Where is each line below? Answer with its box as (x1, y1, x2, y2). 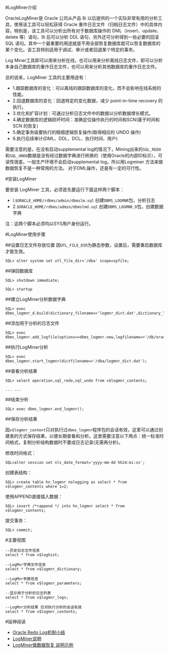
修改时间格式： (5, 450, 36, 456)
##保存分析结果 (5, 416, 38, 422)
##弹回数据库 (5, 268, 33, 274)
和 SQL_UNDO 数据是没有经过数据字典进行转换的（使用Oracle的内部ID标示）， (5, 153, 158, 158)
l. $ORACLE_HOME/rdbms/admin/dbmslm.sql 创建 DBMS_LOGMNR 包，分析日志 (12, 197, 155, 203)
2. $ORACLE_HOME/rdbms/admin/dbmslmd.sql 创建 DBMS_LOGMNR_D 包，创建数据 (12, 204, 164, 209)
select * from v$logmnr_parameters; (5, 581, 82, 586)
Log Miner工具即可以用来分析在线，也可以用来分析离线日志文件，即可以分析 (5, 57, 163, 63)
